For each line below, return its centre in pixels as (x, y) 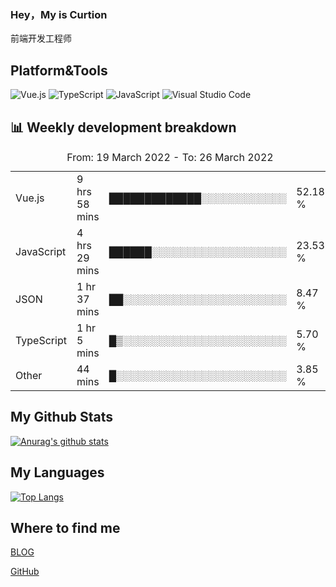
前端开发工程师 (41, 38)
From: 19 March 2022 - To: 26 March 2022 (170, 157)
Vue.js (30, 198)
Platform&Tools (59, 70)
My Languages (57, 472)
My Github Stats (61, 417)
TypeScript (41, 340)
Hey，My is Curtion (59, 14)
